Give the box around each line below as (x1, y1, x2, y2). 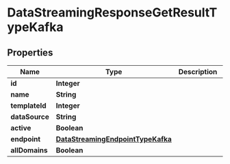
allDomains (10, 145, 48, 155)
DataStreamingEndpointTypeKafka (55, 134, 172, 143)
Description (178, 67, 218, 76)
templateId (10, 101, 47, 110)
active (10, 124, 31, 132)
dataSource (10, 112, 49, 121)
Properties (7, 47, 53, 58)
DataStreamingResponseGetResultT (7, 5, 218, 21)
